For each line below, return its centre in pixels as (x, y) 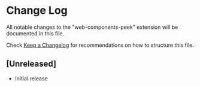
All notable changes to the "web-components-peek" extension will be (92, 27)
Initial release (31, 78)
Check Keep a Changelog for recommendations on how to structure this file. (100, 45)
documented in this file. (35, 33)
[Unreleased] (31, 64)
